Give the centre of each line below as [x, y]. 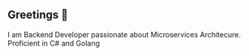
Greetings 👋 [38, 15]
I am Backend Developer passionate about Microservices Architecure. [124, 34]
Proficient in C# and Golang [54, 43]
